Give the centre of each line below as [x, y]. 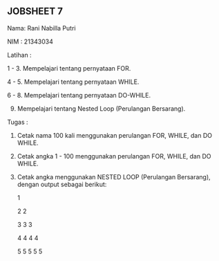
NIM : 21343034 [30, 42]
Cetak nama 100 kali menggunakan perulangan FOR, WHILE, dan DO [115, 135]
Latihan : [20, 55]
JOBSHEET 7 [35, 11]
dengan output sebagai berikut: [62, 184]
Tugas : [18, 122]
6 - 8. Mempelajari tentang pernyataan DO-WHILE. [79, 95]
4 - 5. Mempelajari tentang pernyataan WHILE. [73, 82]
